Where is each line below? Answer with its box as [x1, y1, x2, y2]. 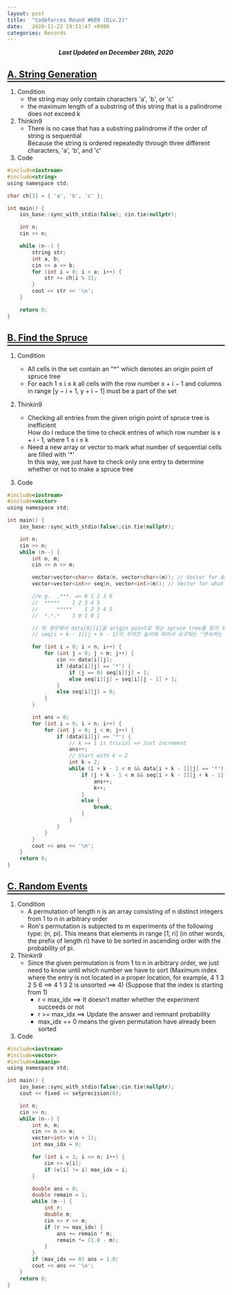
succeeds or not [37, 1003, 85, 1011]
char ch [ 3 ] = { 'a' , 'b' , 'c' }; [7, 192, 104, 199]
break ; [93, 804, 113, 811]
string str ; [32, 249, 67, 256]
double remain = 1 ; [32, 1191, 88, 1199]
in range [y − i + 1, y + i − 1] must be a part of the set [27, 386, 177, 395]
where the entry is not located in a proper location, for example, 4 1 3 [27, 973, 224, 981]
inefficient [27, 421, 57, 429]
